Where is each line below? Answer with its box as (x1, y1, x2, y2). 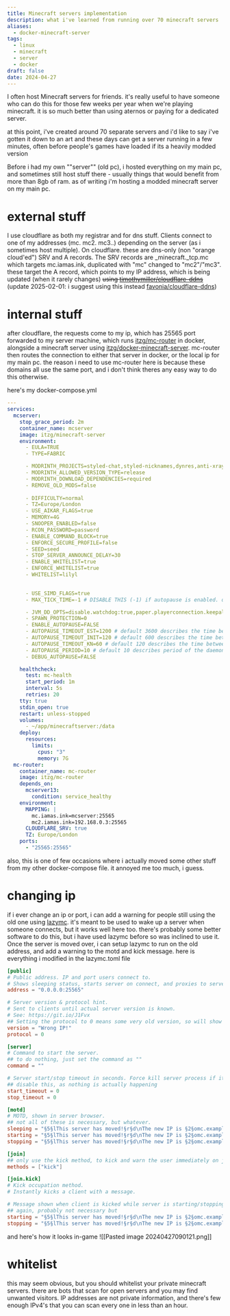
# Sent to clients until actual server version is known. (7, 1005, 176, 1012)
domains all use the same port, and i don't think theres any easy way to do (7, 366, 217, 374)
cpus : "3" (37, 748, 66, 755)
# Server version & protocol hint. (7, 999, 109, 1006)
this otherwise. (7, 373, 49, 381)
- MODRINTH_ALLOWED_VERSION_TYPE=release (25, 469, 146, 476)
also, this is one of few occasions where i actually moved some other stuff (7, 857, 216, 865)
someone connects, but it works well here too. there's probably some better (7, 925, 221, 933)
